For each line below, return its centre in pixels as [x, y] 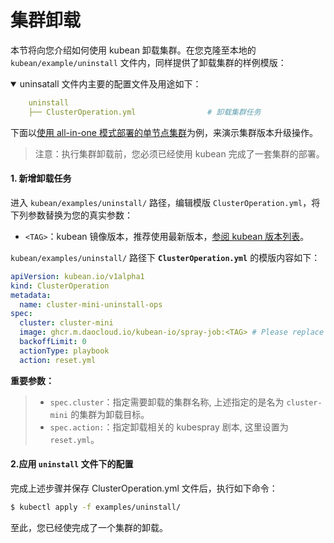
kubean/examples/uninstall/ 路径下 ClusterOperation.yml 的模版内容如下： [165, 257]
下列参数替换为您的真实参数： [71, 215]
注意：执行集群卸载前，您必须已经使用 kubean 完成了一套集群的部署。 [179, 153]
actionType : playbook [64, 351]
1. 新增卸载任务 [41, 178]
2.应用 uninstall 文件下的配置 [72, 464]
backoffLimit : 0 [53, 342]
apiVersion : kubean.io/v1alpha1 [77, 276]
